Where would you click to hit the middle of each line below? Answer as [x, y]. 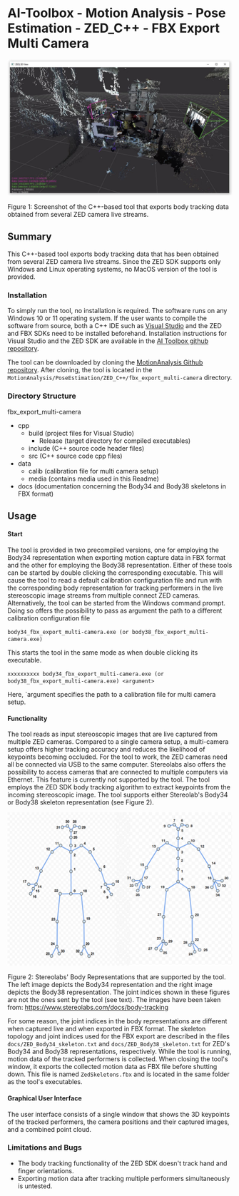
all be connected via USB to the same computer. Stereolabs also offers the [117, 765]
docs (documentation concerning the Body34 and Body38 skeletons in [122, 486]
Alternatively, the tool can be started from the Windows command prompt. [117, 603]
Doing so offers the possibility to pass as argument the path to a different [115, 610]
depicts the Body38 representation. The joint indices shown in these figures [119, 992]
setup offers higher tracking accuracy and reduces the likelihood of [106, 750]
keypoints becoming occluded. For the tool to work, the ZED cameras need [118, 757]
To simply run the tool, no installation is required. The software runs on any [117, 311]
